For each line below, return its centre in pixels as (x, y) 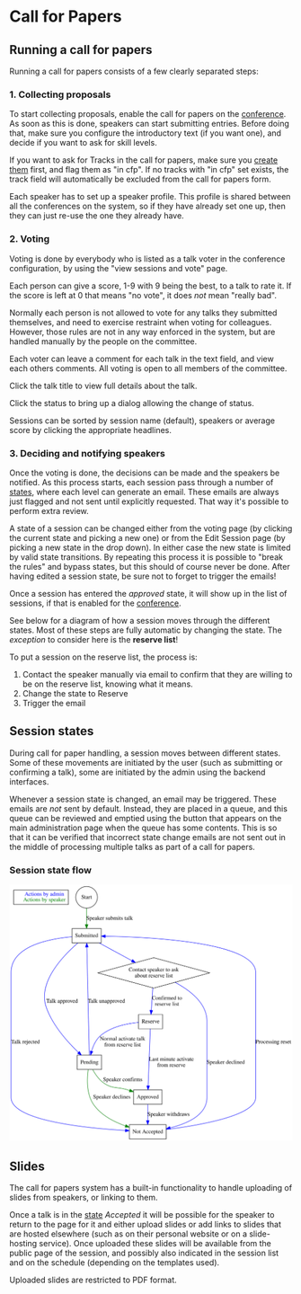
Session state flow (51, 870)
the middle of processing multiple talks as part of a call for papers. (133, 846)
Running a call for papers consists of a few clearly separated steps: (134, 71)
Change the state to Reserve (75, 693)
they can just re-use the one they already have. (97, 216)
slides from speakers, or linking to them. (84, 1198)
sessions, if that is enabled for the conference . (95, 603)
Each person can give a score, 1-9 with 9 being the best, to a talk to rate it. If (150, 286)
